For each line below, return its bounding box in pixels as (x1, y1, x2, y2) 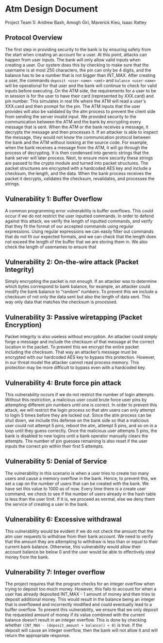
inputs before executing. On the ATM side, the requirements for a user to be (5, 87, 156, 93)
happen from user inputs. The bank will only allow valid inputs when (5, 57, 141, 63)
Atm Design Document (5, 3, 98, 15)
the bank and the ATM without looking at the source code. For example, (5, 139, 148, 145)
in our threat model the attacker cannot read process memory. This (5, 360, 139, 365)
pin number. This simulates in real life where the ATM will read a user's (5, 98, 147, 104)
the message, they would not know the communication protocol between (5, 134, 151, 140)
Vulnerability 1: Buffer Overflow (5, 195, 103, 203)
